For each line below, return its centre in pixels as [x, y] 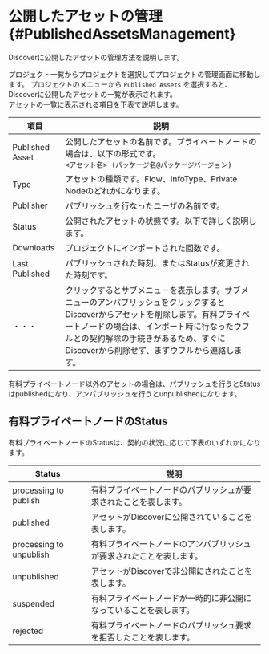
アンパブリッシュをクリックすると [161, 302]
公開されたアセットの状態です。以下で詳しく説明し [161, 221]
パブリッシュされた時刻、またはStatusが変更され [157, 263]
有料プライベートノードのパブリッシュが [167, 489]
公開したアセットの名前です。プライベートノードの [161, 141]
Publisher [30, 205]
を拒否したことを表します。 [143, 637]
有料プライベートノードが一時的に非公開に [171, 598]
